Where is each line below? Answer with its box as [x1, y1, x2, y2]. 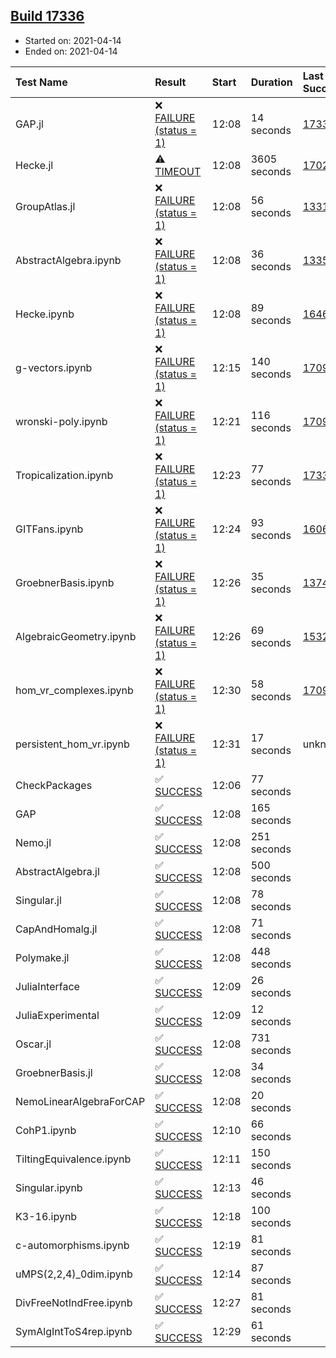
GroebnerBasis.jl [15, 1065, 93, 1079]
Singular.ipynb [15, 1180, 83, 1194]
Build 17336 [10, 8, 85, 25]
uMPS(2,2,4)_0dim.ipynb [15, 1267, 133, 1281]
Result [154, 75, 187, 89]
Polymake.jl [15, 950, 70, 964]
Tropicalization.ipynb [15, 468, 114, 482]
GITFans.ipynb [15, 522, 84, 536]
